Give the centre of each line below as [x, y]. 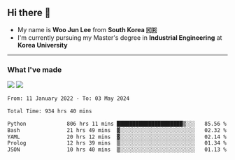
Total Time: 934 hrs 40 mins [50, 111]
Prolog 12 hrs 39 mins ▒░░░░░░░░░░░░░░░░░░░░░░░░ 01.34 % [117, 143]
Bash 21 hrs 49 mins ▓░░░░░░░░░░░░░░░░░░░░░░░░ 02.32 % [117, 130]
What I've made [35, 69]
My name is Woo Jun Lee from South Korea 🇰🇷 [87, 29]
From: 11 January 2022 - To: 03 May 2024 [69, 99]
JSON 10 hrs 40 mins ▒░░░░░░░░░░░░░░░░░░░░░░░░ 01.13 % [117, 150]
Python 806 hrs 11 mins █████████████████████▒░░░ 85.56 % [117, 124]
